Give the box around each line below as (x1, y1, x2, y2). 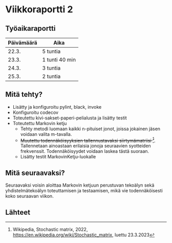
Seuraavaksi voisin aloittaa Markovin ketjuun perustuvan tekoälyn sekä (5, 182, 155, 188)
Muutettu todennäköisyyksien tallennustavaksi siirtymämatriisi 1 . (20, 136, 156, 144)
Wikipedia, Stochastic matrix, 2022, (12, 227, 88, 233)
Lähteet (5, 208, 31, 216)
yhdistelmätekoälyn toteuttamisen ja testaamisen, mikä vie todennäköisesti (5, 188, 163, 194)
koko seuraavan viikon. (5, 193, 54, 199)
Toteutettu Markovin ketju (12, 120, 67, 126)
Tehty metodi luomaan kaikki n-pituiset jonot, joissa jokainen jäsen (20, 126, 160, 132)
